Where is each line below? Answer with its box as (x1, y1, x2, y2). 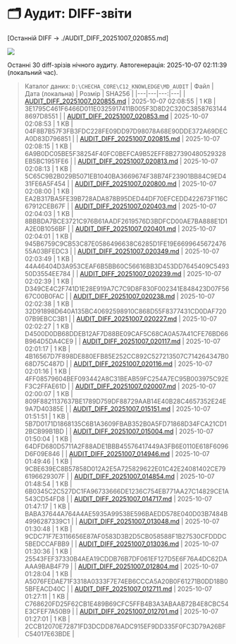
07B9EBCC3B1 (24, 314, 68, 323)
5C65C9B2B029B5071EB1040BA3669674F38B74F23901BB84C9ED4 (24, 172, 227, 180)
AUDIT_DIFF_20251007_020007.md (75, 382, 176, 390)
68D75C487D (24, 359, 65, 368)
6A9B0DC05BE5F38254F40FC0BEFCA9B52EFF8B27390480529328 (24, 149, 227, 157)
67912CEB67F (24, 202, 66, 210)
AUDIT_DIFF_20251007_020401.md (75, 224, 176, 233)
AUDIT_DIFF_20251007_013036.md (78, 539, 180, 548)
